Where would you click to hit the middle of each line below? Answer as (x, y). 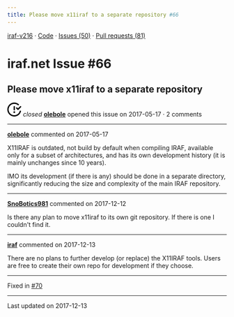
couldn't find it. (29, 224)
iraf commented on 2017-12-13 (52, 244)
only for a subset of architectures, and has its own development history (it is (116, 155)
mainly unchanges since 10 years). (57, 162)
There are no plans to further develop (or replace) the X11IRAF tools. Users (114, 258)
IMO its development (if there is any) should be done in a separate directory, (117, 176)
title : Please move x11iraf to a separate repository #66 (93, 15)
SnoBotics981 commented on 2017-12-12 (67, 203)
